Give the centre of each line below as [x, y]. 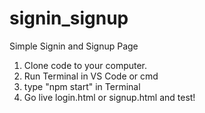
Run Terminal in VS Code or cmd [91, 76]
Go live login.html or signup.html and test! [109, 97]
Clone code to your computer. [85, 65]
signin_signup [69, 18]
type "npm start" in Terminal [82, 86]
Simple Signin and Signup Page [74, 46]
